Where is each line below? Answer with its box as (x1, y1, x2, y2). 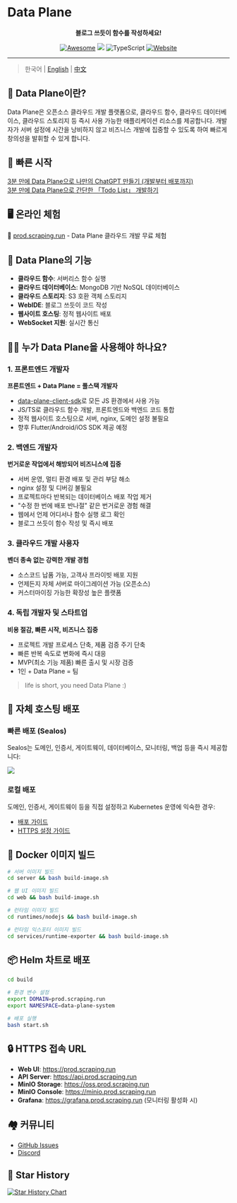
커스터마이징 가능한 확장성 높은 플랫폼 (17, 588, 122, 597)
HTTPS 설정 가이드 (17, 826, 71, 835)
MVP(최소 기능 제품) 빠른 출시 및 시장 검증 (17, 658, 134, 667)
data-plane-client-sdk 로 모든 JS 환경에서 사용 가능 (17, 397, 160, 405)
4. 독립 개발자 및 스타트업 (7, 608, 88, 618)
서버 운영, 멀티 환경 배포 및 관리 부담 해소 (17, 475, 130, 483)
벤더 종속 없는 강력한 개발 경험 (7, 556, 90, 564)
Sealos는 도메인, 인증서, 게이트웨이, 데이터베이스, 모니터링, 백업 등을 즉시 (7, 744, 209, 752)
